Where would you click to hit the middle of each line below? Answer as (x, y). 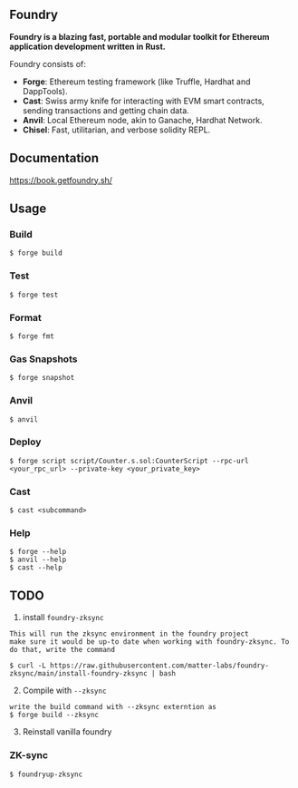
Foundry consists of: (48, 63)
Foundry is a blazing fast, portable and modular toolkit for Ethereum (139, 36)
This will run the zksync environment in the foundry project (129, 634)
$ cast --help (36, 568)
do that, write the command (62, 650)
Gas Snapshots (43, 359)
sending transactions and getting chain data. (106, 110)
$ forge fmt (32, 336)
